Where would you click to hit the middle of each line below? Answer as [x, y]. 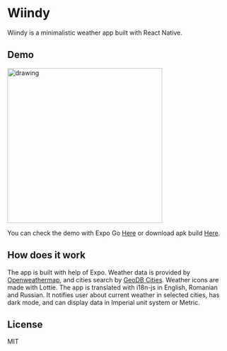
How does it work [47, 255]
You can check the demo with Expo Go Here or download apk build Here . [114, 233]
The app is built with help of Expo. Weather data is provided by [99, 272]
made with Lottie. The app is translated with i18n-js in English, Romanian [112, 287]
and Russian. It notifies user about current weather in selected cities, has [113, 294]
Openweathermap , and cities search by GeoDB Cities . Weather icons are [113, 280]
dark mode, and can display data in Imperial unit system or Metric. [104, 302]
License [25, 324]
